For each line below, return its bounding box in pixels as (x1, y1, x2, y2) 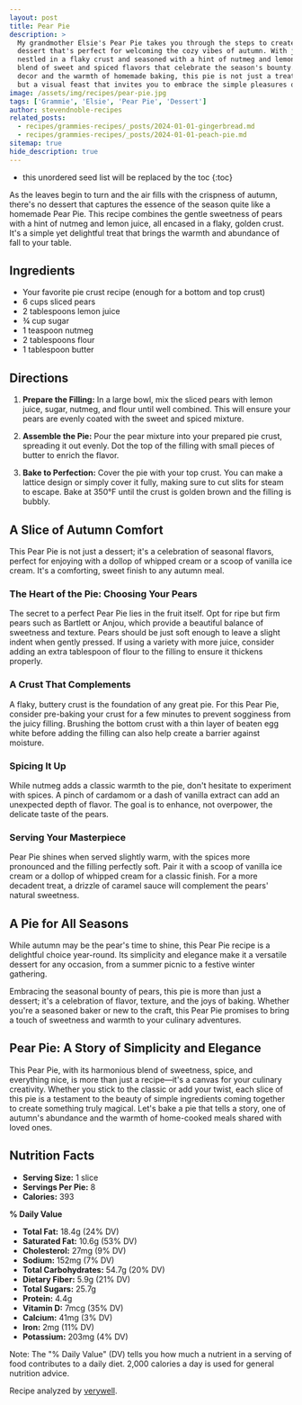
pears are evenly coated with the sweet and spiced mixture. (22, 413, 244, 424)
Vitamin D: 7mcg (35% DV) (22, 1302, 124, 1313)
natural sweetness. (9, 890, 80, 901)
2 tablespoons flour (22, 335, 95, 346)
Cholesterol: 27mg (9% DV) (22, 1245, 127, 1256)
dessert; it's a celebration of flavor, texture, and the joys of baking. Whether (9, 995, 290, 1006)
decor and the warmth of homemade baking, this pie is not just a (17, 72, 271, 81)
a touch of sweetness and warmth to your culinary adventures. (9, 1014, 242, 1026)
